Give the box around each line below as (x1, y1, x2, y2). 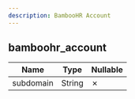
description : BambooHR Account (8, 11, 111, 20)
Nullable (91, 64, 124, 75)
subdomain (12, 78, 54, 89)
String (61, 78, 84, 89)
